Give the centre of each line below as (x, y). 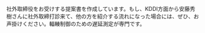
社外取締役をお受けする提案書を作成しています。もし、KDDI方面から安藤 (98, 9)
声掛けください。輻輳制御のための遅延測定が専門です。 (76, 24)
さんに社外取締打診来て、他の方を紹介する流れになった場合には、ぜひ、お (105, 16)
